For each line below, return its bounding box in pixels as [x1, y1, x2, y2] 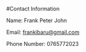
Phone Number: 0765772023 [6, 41, 79, 47]
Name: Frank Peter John [6, 17, 67, 24]
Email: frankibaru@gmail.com [6, 28, 80, 36]
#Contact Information [6, 5, 60, 12]
